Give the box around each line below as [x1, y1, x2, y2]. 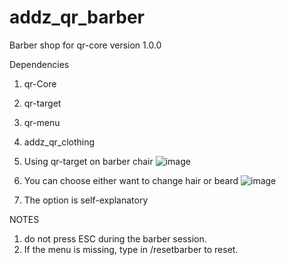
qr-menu [23, 116, 61, 128]
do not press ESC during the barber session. [23, 232, 207, 245]
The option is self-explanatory [23, 194, 149, 206]
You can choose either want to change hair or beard [23, 174, 239, 186]
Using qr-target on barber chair [23, 155, 154, 167]
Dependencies [9, 58, 70, 70]
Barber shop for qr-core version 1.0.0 [9, 39, 162, 51]
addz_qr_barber [9, 6, 146, 29]
